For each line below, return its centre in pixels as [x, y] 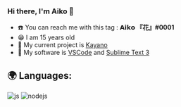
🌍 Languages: [40, 76]
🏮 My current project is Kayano [62, 45]
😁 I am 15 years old [46, 37]
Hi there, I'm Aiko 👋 [40, 11]
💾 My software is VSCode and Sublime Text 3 [83, 53]
